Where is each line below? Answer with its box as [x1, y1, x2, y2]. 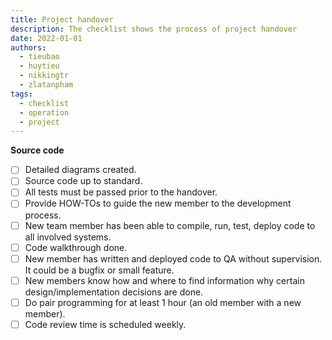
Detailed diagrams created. [24, 164, 137, 176]
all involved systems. [24, 231, 112, 243]
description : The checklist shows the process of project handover [10, 24, 298, 34]
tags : [10, 89, 33, 99]
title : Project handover [10, 14, 114, 25]
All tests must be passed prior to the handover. [24, 186, 218, 198]
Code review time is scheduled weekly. [24, 318, 187, 330]
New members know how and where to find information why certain [24, 274, 305, 286]
